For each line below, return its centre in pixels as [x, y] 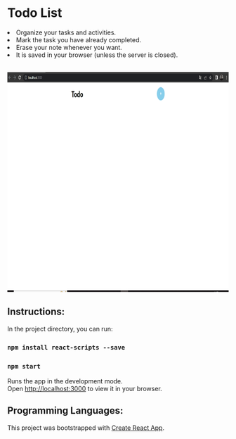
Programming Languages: [65, 411]
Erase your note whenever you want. [70, 47]
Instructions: [36, 312]
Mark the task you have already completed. [79, 39]
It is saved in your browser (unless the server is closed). [97, 55]
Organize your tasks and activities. [66, 32]
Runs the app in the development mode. [65, 381]
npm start [24, 366]
